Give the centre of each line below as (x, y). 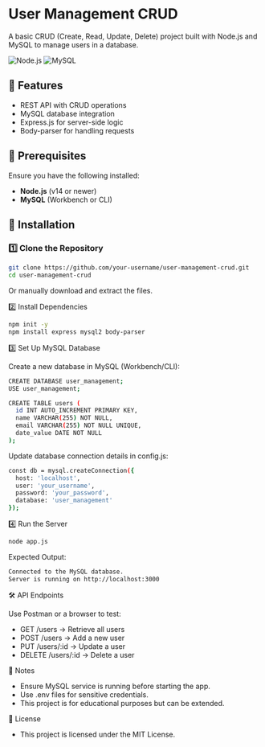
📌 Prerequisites (47, 156)
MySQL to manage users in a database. (73, 44)
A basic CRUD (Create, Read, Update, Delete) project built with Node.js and (133, 36)
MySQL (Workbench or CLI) (66, 199)
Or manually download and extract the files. (80, 291)
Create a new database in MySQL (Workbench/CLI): (94, 366)
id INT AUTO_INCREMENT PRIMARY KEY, (77, 411)
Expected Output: (37, 556)
